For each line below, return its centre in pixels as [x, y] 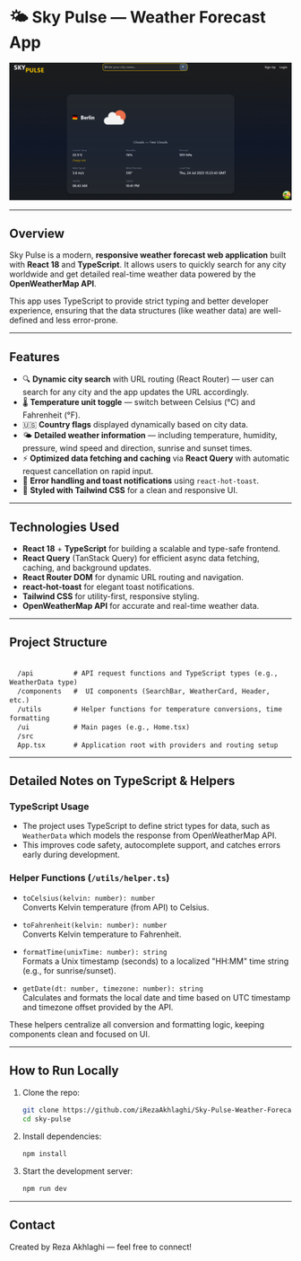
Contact [32, 1226]
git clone [41, 1110]
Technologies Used [64, 527]
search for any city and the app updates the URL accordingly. [135, 392]
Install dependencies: [62, 1136]
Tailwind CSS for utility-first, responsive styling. [111, 596]
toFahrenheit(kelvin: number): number [95, 925]
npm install [44, 1154]
